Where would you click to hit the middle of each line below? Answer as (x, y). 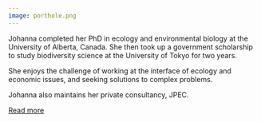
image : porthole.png (43, 16)
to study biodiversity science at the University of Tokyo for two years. (123, 55)
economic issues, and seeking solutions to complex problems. (111, 79)
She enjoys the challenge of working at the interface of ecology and (120, 71)
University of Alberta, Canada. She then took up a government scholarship (131, 47)
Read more (26, 110)
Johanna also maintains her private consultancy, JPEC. (99, 94)
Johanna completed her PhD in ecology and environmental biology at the (129, 38)
